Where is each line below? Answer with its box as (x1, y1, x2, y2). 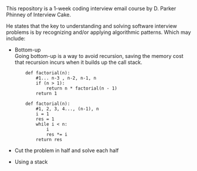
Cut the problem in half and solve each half (14, 147, 119, 154)
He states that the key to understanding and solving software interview (6, 23, 177, 29)
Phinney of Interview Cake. (6, 11, 72, 18)
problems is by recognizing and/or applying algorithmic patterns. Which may (6, 29, 191, 36)
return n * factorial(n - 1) (46, 85, 117, 91)
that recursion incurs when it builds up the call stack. (14, 59, 142, 66)
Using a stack (14, 158, 48, 165)
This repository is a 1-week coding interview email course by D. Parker (6, 5, 176, 12)
